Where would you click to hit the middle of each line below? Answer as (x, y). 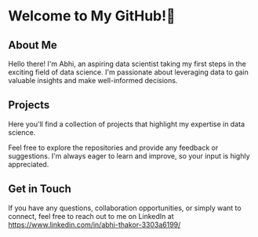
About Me (33, 45)
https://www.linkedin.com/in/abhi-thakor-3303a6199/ (94, 224)
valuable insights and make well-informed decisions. (93, 80)
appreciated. (29, 164)
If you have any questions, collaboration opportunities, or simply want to (125, 208)
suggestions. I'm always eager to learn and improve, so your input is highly (129, 155)
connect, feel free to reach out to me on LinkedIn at (91, 216)
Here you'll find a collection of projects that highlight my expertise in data (127, 124)
